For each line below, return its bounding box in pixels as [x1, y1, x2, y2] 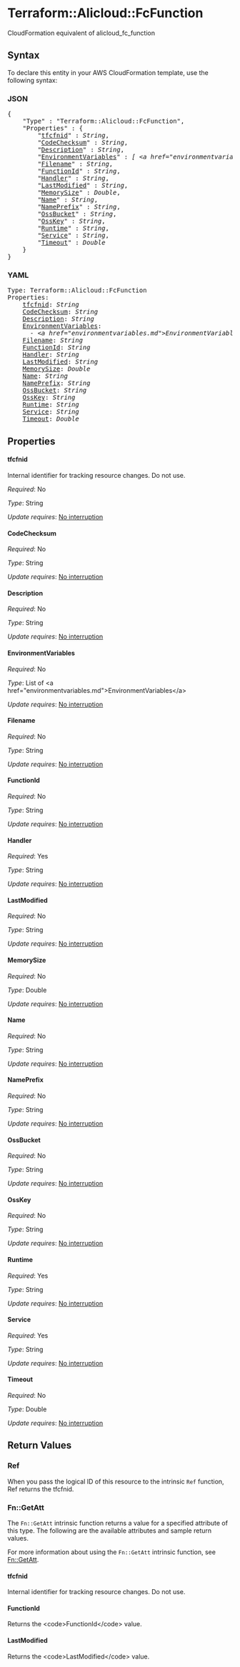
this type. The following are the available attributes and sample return [7, 1526, 212, 1535]
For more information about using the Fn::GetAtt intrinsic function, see [7, 1548, 216, 1556]
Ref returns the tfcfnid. [7, 1484, 74, 1493]
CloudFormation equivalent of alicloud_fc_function [7, 29, 156, 37]
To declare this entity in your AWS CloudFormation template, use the [7, 68, 209, 76]
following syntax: [7, 76, 58, 84]
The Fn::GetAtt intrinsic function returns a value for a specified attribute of [7, 1518, 229, 1527]
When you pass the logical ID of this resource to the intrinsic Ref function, [7, 1477, 224, 1486]
